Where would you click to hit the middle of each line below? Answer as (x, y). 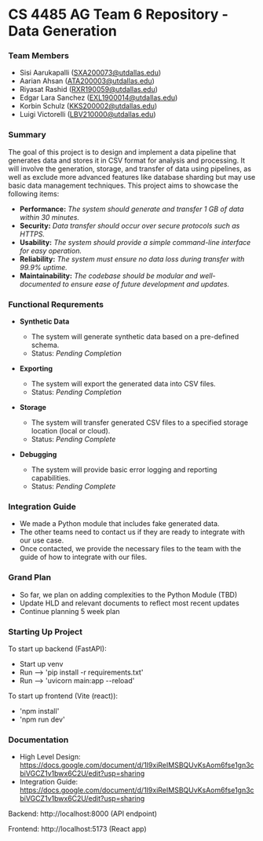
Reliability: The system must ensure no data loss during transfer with (132, 259)
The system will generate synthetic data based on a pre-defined (135, 337)
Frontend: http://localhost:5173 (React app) (77, 829)
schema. (45, 345)
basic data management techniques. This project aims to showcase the (123, 185)
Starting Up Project (45, 631)
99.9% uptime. (44, 267)
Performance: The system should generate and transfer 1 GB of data (131, 209)
